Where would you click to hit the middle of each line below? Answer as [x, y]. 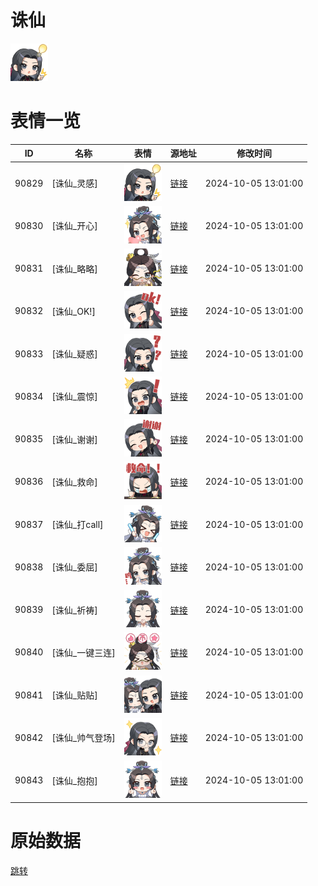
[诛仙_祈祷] [74, 610]
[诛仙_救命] [74, 482]
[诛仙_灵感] [74, 183]
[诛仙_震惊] [74, 397]
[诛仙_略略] [74, 268]
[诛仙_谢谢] [74, 439]
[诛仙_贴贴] [74, 695]
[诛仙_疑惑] [74, 354]
